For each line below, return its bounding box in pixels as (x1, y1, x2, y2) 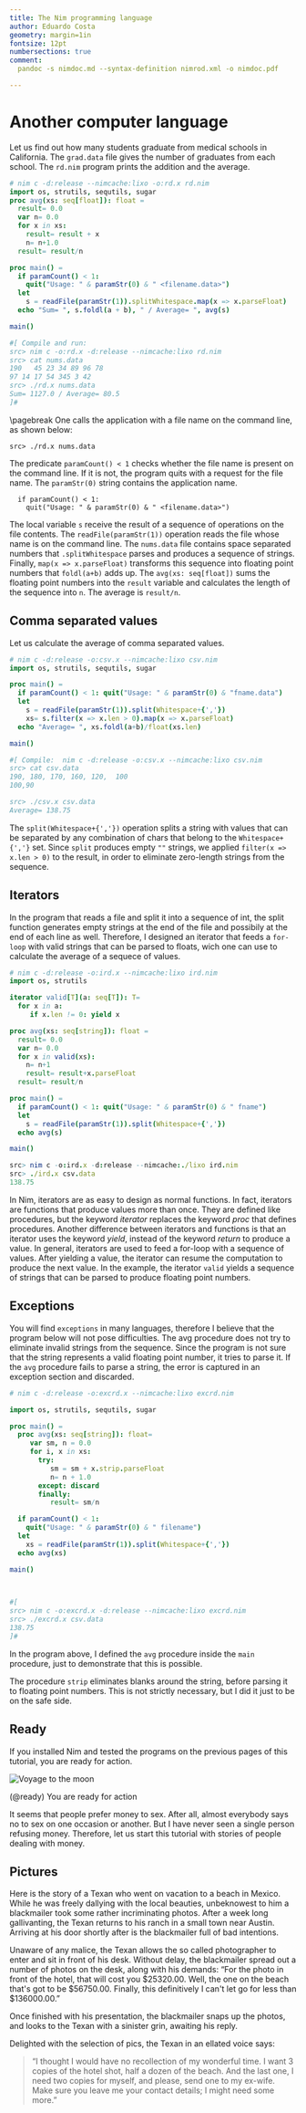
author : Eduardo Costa (9, 22, 96, 31)
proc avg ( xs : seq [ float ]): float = (9, 195, 145, 205)
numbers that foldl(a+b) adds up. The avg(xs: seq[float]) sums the (9, 567, 270, 578)
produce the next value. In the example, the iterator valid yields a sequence (9, 1261, 294, 1273)
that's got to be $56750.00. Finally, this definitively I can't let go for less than (9, 1983, 297, 1994)
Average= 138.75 (9, 805, 71, 815)
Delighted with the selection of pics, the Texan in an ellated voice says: (9, 2038, 276, 2049)
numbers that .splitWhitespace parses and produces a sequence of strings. (9, 548, 295, 559)
